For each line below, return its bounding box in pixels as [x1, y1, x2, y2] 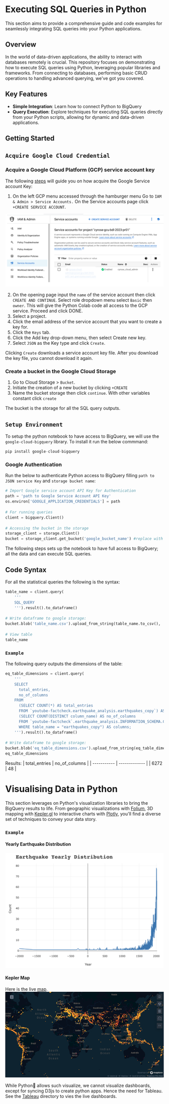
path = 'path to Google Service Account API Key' [5, 494, 112, 499]
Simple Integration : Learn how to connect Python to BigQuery [12, 103, 142, 109]
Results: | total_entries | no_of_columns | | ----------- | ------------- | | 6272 [5, 760, 162, 766]
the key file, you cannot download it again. [5, 355, 93, 361]
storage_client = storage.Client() [5, 531, 80, 536]
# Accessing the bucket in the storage [5, 526, 89, 531]
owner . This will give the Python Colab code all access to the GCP [12, 302, 148, 309]
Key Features [5, 90, 48, 99]
